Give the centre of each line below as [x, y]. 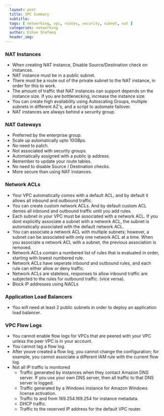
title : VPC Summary [29, 14]
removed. [22, 247]
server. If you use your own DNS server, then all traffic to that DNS [86, 378]
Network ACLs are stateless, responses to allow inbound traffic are [80, 274]
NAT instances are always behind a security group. [64, 112]
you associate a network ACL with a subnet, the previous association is [84, 242]
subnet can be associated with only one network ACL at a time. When [82, 237]
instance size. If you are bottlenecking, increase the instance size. [79, 96]
